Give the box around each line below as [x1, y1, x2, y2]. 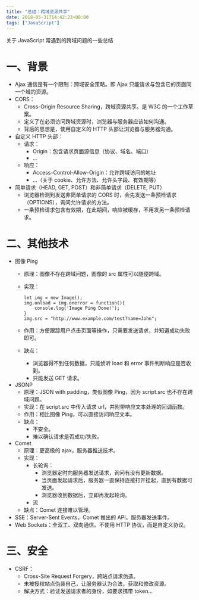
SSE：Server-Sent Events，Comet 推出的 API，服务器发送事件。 [14, 514, 173, 521]
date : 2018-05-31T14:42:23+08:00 [6, 14, 89, 20]
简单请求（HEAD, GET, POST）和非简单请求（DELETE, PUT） [14, 184, 165, 191]
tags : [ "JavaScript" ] [6, 20, 60, 26]
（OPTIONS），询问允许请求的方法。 [23, 199, 113, 206]
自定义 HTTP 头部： [14, 133, 64, 140]
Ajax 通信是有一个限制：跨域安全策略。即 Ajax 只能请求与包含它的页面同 [14, 81, 192, 88]
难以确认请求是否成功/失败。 [32, 433, 103, 440]
